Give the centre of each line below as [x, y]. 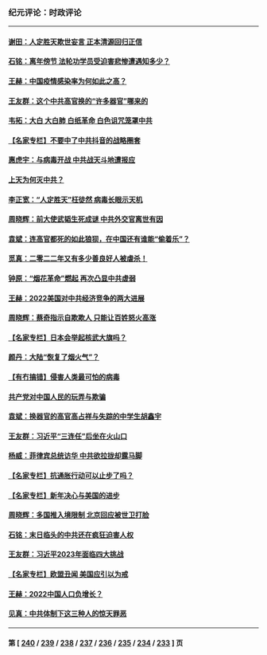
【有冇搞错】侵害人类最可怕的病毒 [64, 377]
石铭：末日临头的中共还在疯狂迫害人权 [71, 535]
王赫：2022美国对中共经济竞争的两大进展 [76, 298]
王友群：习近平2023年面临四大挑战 [66, 555]
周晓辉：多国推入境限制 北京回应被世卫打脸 [79, 515]
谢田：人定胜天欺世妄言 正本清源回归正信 [75, 41]
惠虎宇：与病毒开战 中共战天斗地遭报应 [72, 160]
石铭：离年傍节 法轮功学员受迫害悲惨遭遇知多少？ [89, 61]
